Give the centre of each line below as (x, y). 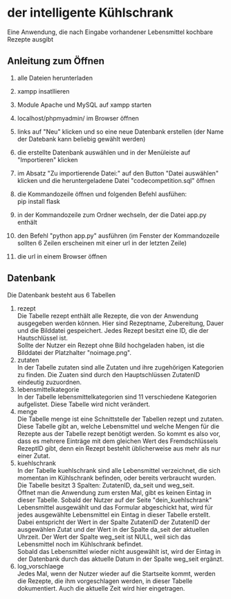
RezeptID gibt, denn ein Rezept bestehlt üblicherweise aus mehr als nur (119, 448)
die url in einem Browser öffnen (62, 256)
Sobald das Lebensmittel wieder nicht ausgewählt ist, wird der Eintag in (119, 551)
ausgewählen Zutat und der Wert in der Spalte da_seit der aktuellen (113, 529)
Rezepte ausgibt (30, 39)
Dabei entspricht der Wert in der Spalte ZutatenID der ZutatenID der (114, 522)
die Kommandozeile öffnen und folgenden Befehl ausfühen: (102, 194)
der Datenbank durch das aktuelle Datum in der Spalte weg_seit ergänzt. (120, 559)
